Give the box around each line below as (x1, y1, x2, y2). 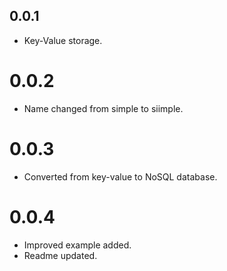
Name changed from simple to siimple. (23, 102, 184, 114)
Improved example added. (23, 239, 132, 251)
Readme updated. (23, 249, 98, 261)
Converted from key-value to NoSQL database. (23, 170, 218, 183)
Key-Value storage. (23, 34, 103, 46)
